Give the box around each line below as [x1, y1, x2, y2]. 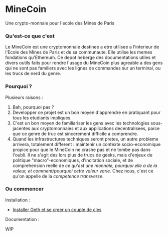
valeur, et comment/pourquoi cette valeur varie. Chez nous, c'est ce [12, 167, 154, 173]
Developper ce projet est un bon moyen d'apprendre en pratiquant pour [12, 109, 161, 115]
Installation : [5, 196, 31, 203]
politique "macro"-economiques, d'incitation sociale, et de [12, 157, 133, 163]
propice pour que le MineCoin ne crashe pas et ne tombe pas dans [12, 146, 151, 152]
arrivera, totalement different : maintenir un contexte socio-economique [12, 141, 161, 147]
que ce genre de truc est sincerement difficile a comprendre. [12, 130, 138, 136]
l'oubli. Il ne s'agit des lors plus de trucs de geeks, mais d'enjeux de [12, 151, 153, 158]
